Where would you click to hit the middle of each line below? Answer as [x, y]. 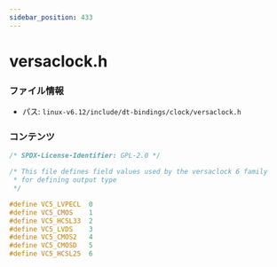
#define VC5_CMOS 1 [51, 212]
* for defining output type [65, 180]
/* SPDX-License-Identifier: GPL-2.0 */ [85, 156]
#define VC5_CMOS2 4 [51, 237]
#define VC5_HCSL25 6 [51, 254]
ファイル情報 [37, 90]
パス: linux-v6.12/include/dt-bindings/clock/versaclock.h [131, 112]
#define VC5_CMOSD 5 [51, 246]
